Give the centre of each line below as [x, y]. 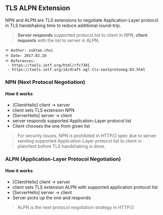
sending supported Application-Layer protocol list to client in [79, 141]
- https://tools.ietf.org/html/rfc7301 [49, 65]
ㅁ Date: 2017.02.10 [26, 56]
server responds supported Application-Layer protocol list [72, 121]
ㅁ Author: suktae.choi [29, 50]
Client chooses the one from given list [51, 126]
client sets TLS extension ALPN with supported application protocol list [85, 187]
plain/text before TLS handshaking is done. [61, 146]
